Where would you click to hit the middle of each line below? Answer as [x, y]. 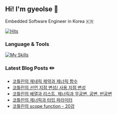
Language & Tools [27, 44]
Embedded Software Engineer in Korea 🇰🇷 [49, 21]
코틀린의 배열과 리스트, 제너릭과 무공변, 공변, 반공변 [62, 94]
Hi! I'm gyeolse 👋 [32, 9]
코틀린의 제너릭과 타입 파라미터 [42, 100]
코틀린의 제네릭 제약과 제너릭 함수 [45, 81]
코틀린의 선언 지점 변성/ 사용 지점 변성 [49, 88]
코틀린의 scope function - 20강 [43, 106]
